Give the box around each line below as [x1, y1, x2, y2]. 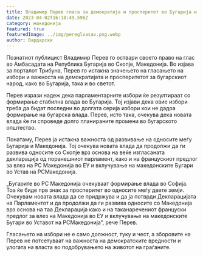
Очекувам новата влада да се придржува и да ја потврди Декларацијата [6, 193, 196, 200]
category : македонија [6, 20, 61, 26]
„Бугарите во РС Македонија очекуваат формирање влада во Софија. [6, 180, 188, 187]
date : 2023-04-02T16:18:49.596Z [6, 15, 88, 21]
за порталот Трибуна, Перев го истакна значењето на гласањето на [6, 67, 184, 74]
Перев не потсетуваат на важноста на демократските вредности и [6, 237, 181, 244]
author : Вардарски [6, 37, 53, 43]
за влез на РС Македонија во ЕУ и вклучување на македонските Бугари [6, 162, 193, 169]
